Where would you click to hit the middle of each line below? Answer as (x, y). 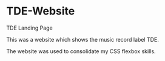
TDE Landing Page (29, 28)
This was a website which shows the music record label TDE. (82, 39)
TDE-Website (41, 11)
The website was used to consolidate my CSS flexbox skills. (81, 51)
